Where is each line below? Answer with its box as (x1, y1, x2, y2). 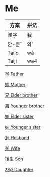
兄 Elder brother (5, 92, 38, 98)
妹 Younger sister (5, 124, 41, 130)
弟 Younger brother (5, 103, 45, 109)
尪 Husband (5, 134, 30, 140)
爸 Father (5, 71, 24, 77)
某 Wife (5, 145, 21, 151)
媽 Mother (5, 81, 26, 87)
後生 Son (5, 156, 23, 162)
